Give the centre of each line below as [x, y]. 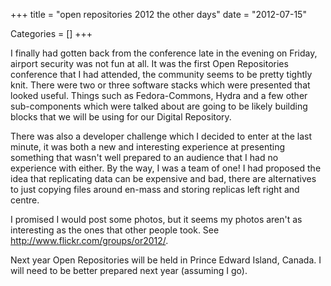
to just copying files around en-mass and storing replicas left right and [155, 189]
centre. [25, 200]
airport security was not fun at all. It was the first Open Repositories [149, 63]
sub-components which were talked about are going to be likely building [159, 106]
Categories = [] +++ [51, 33]
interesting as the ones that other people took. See [115, 230]
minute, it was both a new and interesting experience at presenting [148, 147]
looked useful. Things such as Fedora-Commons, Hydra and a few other [159, 95]
